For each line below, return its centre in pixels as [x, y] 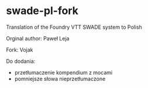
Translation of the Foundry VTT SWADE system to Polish [74, 27]
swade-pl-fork [42, 11]
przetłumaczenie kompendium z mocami [63, 72]
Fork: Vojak [20, 50]
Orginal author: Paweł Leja [38, 38]
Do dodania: [21, 61]
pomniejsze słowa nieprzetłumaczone [60, 79]
